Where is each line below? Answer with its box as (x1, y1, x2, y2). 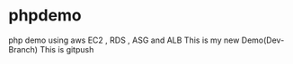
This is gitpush (39, 44, 94, 54)
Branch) (8, 44, 38, 54)
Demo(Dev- (241, 35, 285, 45)
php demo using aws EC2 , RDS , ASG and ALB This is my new (8, 35, 240, 45)
